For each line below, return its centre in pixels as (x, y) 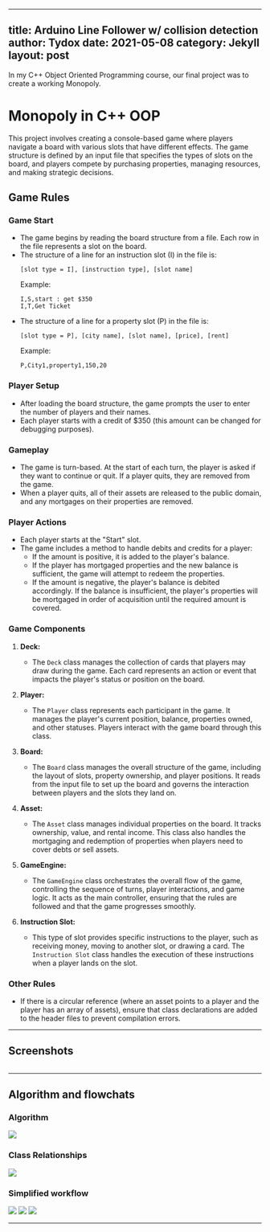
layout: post (39, 56)
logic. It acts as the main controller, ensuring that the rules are (134, 898)
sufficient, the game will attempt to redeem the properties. (128, 574)
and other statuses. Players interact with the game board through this (147, 727)
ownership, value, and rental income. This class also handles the (139, 832)
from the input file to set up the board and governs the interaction (140, 784)
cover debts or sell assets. (76, 849)
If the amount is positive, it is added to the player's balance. (131, 557)
